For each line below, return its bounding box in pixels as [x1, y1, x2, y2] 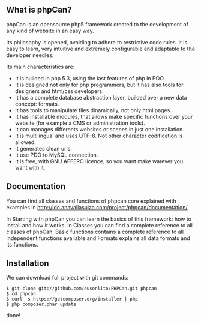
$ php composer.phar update [6, 301, 77, 308]
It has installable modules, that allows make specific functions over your [14, 113, 193, 120]
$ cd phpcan [6, 291, 36, 297]
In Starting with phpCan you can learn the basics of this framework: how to [6, 215, 192, 223]
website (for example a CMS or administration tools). [14, 119, 145, 127]
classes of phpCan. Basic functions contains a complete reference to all [6, 228, 184, 235]
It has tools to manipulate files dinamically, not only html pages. [14, 106, 172, 113]
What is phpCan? [6, 5, 72, 15]
